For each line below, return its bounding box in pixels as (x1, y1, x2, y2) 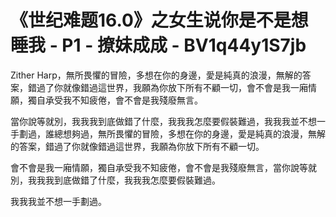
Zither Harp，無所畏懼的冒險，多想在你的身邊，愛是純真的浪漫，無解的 (10, 69, 303, 81)
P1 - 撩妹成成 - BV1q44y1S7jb (61, 34, 307, 57)
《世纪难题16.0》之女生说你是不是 (10, 9, 292, 32)
